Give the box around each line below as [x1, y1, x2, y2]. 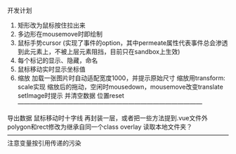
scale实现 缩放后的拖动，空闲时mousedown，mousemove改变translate [17, 83, 223, 91]
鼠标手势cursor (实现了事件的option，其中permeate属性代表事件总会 [17, 39, 216, 47]
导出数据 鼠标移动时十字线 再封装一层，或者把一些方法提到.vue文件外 [7, 114, 209, 122]
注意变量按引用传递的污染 [7, 139, 81, 147]
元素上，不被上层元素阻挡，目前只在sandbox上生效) [29, 48, 181, 56]
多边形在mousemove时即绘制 [17, 30, 103, 38]
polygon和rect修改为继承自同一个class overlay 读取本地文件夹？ [7, 122, 193, 131]
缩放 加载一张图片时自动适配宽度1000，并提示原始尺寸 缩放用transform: [17, 74, 226, 82]
